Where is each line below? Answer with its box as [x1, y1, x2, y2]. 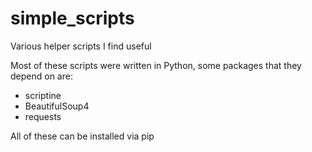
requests [24, 110, 62, 122]
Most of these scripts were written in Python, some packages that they [10, 59, 302, 71]
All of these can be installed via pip [10, 130, 155, 142]
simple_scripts [10, 7, 135, 30]
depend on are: [10, 70, 73, 82]
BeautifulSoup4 [24, 100, 90, 112]
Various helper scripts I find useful [10, 40, 152, 52]
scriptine [24, 89, 62, 101]
